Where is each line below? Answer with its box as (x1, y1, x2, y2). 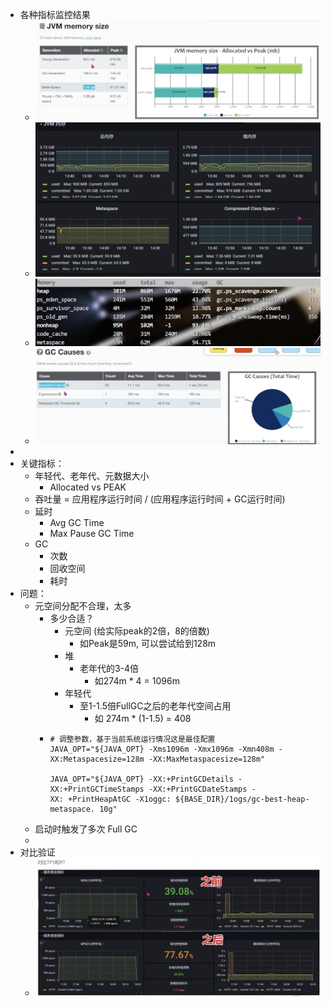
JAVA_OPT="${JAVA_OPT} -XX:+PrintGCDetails (49, 774, 234, 784)
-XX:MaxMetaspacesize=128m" (148, 754, 266, 764)
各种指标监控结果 (19, 9, 91, 20)
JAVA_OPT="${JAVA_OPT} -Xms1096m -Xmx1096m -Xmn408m (49, 744, 275, 754)
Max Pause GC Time (49, 527, 135, 539)
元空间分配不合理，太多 (34, 599, 132, 612)
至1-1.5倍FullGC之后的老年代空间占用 (79, 699, 232, 712)
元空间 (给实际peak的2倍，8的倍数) (64, 624, 210, 637)
